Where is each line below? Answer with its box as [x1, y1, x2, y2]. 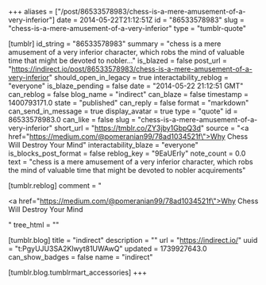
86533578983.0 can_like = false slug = [8, 115, 137, 124]
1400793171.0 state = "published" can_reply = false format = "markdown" [8, 98, 249, 107]
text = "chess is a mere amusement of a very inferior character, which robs [8, 157, 253, 166]
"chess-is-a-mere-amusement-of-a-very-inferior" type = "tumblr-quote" [8, 24, 246, 33]
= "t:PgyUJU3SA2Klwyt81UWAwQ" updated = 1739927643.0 [8, 244, 208, 253]
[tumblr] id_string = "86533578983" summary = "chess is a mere [8, 39, 222, 48]
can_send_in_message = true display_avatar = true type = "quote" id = [8, 106, 238, 116]
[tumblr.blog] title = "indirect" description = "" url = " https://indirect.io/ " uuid [8, 236, 258, 245]
